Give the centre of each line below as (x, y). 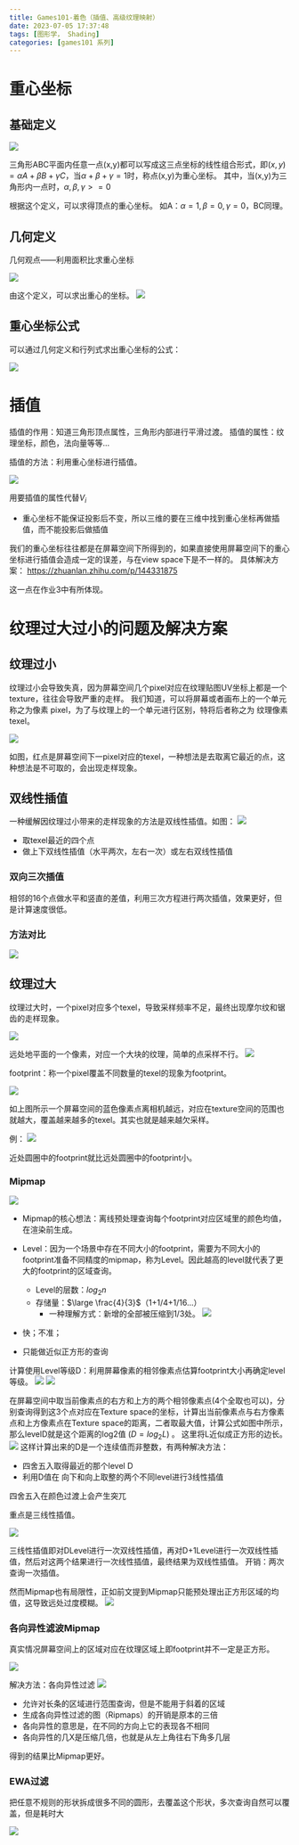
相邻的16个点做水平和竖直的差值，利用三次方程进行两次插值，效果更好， (142, 898)
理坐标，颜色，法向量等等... (60, 443)
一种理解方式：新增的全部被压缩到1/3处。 (124, 1313)
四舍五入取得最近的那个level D (77, 1465)
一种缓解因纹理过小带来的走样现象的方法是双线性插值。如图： (122, 822)
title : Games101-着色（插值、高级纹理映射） (85, 17)
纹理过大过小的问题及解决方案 (119, 628)
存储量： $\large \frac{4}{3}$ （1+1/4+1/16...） (118, 1302)
